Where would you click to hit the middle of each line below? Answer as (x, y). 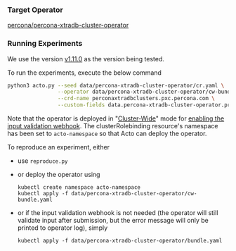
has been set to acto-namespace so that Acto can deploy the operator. (107, 134)
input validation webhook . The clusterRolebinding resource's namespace (113, 126)
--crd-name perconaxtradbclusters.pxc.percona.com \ (136, 99)
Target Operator (35, 10)
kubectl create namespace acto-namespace (79, 188)
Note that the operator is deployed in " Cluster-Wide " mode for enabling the (116, 118)
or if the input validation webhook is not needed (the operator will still (118, 213)
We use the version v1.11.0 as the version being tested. (86, 59)
